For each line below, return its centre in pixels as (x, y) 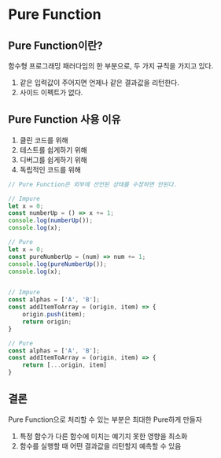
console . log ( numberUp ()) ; (50, 221)
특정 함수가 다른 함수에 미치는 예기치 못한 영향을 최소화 (103, 436)
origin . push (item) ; (54, 315)
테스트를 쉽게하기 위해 (53, 150)
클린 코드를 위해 (44, 140)
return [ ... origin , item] (65, 365)
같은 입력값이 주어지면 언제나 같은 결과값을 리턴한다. (99, 83)
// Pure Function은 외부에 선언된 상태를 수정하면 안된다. (93, 184)
